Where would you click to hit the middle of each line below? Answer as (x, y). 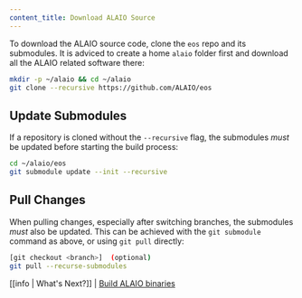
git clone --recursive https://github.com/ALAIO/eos (111, 88)
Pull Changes (47, 200)
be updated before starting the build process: (94, 147)
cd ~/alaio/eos (38, 163)
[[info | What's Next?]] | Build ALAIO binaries (93, 283)
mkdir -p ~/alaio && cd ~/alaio (70, 79)
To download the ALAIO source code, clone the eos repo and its (128, 43)
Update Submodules (68, 115)
